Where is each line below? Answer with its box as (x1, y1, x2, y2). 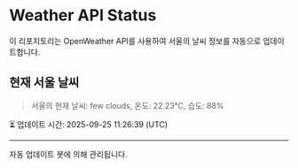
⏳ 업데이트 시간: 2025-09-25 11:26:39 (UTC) (9, 118, 169, 129)
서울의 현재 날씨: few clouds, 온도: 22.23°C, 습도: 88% (30, 100, 224, 111)
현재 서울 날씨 (9, 75, 80, 90)
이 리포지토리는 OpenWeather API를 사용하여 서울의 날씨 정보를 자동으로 (9, 35, 262, 46)
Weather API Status (9, 5, 157, 26)
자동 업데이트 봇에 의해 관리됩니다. (9, 149, 128, 159)
